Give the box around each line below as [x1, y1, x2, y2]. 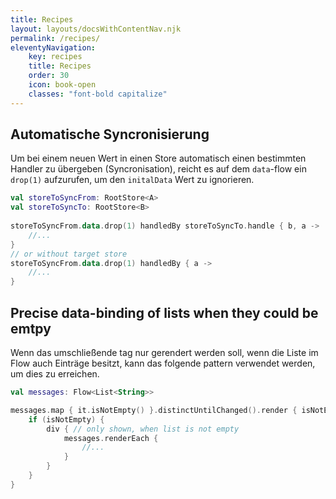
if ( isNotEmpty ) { [28, 414, 105, 425]
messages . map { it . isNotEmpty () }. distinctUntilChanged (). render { [10, 405, 298, 415]
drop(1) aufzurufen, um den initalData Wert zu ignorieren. [10, 174, 255, 186]
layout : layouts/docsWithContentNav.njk [10, 24, 182, 34]
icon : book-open [28, 80, 97, 90]
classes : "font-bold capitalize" [28, 89, 168, 99]
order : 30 [28, 71, 70, 81]
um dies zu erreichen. [10, 368, 100, 380]
